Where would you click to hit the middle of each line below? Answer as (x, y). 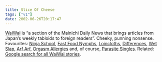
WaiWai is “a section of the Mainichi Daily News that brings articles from (79, 33)
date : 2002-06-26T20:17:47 (33, 19)
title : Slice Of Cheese (30, 10)
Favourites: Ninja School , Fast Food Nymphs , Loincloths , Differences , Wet (81, 44)
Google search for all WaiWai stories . (43, 54)
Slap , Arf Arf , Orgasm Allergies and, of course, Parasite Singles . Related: (79, 49)
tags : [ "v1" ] (19, 14)
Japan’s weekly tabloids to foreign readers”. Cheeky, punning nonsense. (79, 38)
